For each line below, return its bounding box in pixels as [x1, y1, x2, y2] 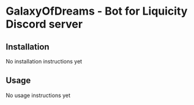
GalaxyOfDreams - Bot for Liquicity [6, 4, 188, 18]
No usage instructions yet [6, 92, 71, 99]
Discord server [6, 17, 83, 31]
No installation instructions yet [6, 58, 83, 65]
